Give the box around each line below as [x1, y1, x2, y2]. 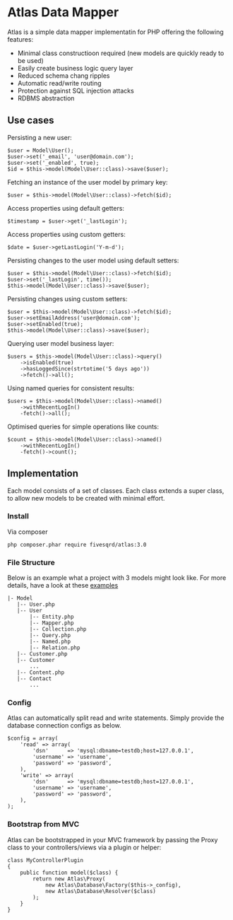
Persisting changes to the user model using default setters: [7, 256, 179, 264]
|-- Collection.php [29, 626, 87, 633]
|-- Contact [16, 675, 52, 682]
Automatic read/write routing [17, 78, 102, 87]
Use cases [7, 115, 54, 127]
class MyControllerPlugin [7, 856, 83, 863]
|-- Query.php [29, 632, 71, 639]
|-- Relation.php [29, 644, 80, 651]
